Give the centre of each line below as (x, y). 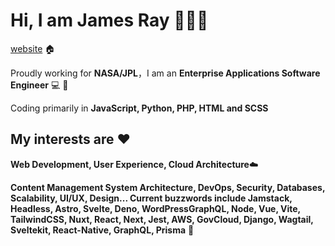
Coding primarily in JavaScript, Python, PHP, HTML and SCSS (139, 108)
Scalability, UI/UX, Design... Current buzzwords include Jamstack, (151, 198)
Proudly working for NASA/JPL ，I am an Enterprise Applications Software (165, 73)
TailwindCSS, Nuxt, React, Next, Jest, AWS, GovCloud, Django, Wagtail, (162, 219)
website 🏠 (33, 48)
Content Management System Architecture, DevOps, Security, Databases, (168, 187)
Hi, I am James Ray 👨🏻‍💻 (109, 20)
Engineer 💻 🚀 (39, 85)
